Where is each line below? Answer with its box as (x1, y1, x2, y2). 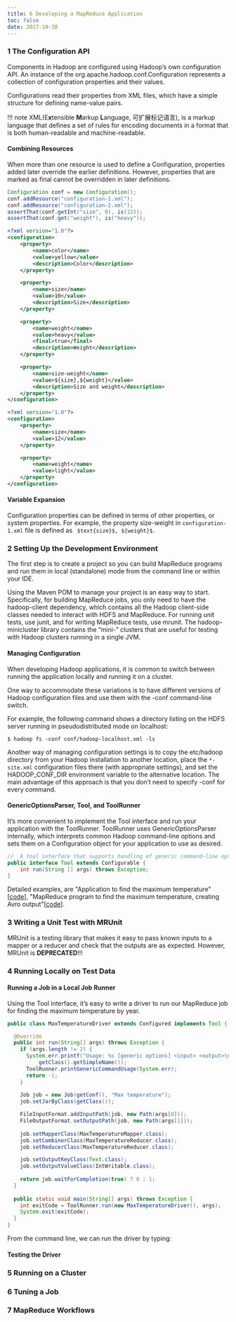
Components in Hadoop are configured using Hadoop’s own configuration (7, 63, 221, 71)
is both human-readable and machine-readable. (7, 128, 146, 137)
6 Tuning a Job (7, 1287, 59, 1297)
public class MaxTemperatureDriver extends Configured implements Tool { (7, 1020, 228, 1027)
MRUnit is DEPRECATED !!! (7, 948, 83, 957)
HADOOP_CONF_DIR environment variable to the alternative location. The (7, 770, 220, 779)
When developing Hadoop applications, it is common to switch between (7, 665, 216, 673)
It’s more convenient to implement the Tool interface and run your (7, 817, 197, 825)
